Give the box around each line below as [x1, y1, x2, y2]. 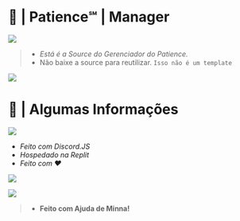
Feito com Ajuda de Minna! [39, 204, 130, 213]
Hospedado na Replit [19, 149, 90, 159]
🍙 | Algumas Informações [8, 100, 179, 118]
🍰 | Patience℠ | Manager [8, 8, 170, 26]
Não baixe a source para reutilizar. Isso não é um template [39, 57, 233, 67]
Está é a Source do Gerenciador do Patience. [39, 48, 188, 59]
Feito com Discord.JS [19, 142, 91, 151]
